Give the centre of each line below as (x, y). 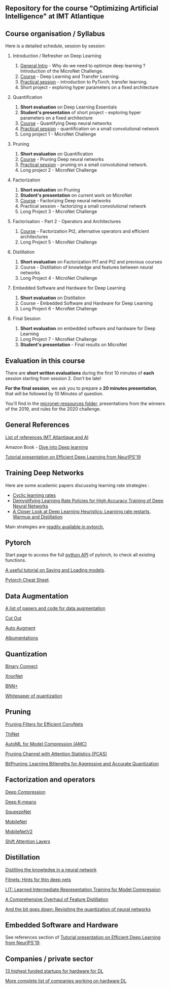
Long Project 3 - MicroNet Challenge (59, 211)
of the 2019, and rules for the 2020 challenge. (53, 409)
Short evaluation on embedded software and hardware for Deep (88, 329)
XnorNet (14, 676)
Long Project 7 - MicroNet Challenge (59, 339)
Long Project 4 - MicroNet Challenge (59, 278)
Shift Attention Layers (28, 841)
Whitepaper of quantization (34, 696)
